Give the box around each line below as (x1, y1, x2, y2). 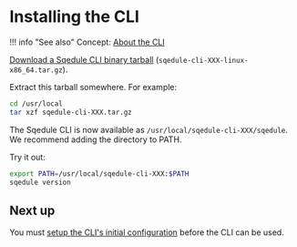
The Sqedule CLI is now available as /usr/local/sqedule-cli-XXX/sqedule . (9, 124, 289, 135)
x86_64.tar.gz (9, 66, 64, 75)
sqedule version (9, 178, 71, 187)
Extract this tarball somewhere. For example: (9, 81, 178, 92)
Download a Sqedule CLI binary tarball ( (9, 54, 159, 65)
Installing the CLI (9, 6, 139, 27)
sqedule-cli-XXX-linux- (158, 56, 249, 65)
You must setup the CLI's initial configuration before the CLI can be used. (9, 227, 284, 238)
